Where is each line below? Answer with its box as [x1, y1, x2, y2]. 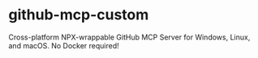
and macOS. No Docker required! [8, 40, 119, 50]
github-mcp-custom [8, 6, 149, 24]
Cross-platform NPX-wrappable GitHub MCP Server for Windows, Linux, [8, 32, 251, 42]
